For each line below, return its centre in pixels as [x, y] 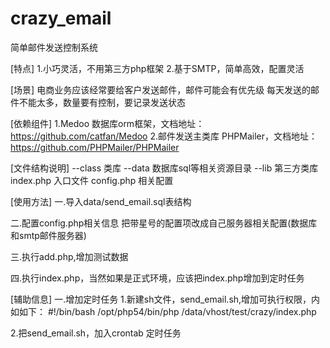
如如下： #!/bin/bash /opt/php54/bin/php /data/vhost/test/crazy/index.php [163, 311]
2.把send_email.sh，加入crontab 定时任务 [96, 333]
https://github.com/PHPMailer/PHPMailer [95, 147]
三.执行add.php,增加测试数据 [69, 256]
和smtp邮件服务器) [48, 235]
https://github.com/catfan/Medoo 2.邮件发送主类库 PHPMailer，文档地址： [164, 136]
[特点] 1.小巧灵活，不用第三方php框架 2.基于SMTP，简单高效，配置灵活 [157, 68]
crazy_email [61, 18]
